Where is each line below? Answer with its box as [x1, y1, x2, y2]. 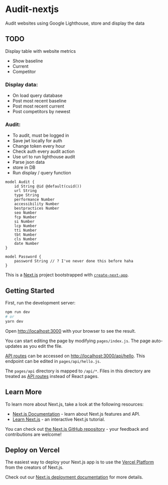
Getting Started [5, 286, 55, 295]
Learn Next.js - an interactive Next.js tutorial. [12, 416, 105, 422]
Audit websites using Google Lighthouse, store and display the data [5, 20, 145, 26]
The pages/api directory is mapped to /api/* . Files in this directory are [5, 368, 151, 374]
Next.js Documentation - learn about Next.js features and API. [12, 411, 140, 417]
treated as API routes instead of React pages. [5, 373, 99, 379]
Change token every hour [12, 143, 65, 149]
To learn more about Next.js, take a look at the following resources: [5, 401, 144, 407]
